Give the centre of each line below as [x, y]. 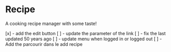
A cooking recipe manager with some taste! [51, 23]
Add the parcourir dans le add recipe [44, 44]
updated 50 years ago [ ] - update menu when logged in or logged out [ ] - [84, 39]
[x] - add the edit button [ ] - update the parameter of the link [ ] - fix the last [86, 33]
